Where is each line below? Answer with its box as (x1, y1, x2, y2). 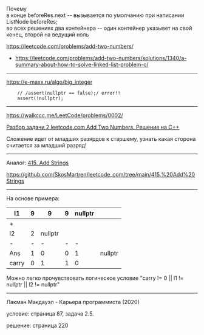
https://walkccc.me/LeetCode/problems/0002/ (6, 112, 123, 119)
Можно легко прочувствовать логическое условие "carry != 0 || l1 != (6, 274, 184, 282)
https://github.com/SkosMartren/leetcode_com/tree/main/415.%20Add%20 (6, 171, 195, 178)
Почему (6, 5, 27, 12)
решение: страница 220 (6, 322, 69, 329)
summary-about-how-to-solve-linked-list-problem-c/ (15, 61, 149, 68)
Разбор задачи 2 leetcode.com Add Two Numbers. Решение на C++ (6, 124, 180, 130)
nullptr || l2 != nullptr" (6, 281, 60, 288)
